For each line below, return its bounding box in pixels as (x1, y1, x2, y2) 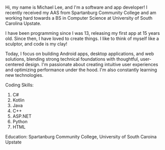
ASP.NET (12, 113, 32, 119)
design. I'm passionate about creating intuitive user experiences (25, 62, 158, 67)
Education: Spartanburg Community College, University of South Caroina (5, 134, 157, 139)
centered (5, 62, 24, 67)
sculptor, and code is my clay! (5, 41, 68, 47)
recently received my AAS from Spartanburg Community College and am (5, 10, 156, 16)
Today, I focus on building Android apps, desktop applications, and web (5, 51, 154, 57)
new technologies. (5, 72, 44, 78)
